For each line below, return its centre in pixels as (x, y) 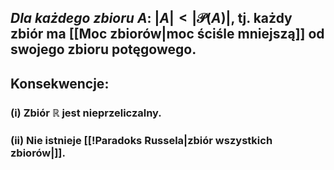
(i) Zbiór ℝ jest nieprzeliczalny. (86, 113)
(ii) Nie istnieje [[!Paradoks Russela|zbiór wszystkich (141, 140)
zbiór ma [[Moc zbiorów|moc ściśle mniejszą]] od (167, 34)
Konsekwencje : (60, 83)
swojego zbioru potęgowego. (103, 49)
